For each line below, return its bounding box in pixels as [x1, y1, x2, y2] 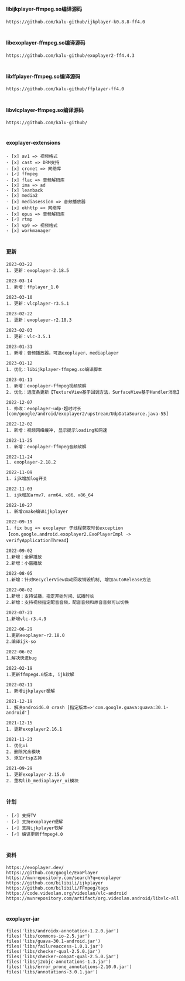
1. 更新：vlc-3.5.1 [6, 333, 51, 339]
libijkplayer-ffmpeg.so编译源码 [6, 5, 83, 13]
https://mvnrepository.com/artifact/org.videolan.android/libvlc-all [6, 895, 180, 901]
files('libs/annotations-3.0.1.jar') [6, 969, 98, 975]
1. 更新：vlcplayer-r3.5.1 [6, 301, 69, 306]
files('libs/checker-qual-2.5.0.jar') [6, 949, 101, 955]
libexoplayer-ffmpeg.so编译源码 [6, 39, 86, 46]
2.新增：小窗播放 [6, 560, 42, 566]
